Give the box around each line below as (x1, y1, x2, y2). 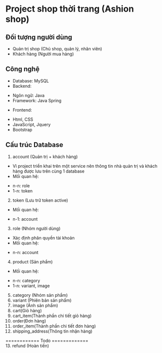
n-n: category (12, 277, 40, 283)
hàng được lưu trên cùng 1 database (12, 168, 84, 174)
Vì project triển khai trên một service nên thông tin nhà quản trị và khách (12, 163, 158, 169)
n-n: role (12, 183, 30, 189)
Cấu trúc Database (5, 141, 64, 149)
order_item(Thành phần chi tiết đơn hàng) (12, 323, 96, 329)
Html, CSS (12, 116, 33, 122)
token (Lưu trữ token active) (12, 197, 68, 203)
